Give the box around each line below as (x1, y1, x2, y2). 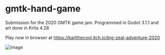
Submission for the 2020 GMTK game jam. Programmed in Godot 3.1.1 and (5, 19, 159, 25)
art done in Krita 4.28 (5, 24, 49, 30)
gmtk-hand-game (5, 3, 81, 14)
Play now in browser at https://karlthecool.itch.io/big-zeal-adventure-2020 (5, 34, 160, 40)
